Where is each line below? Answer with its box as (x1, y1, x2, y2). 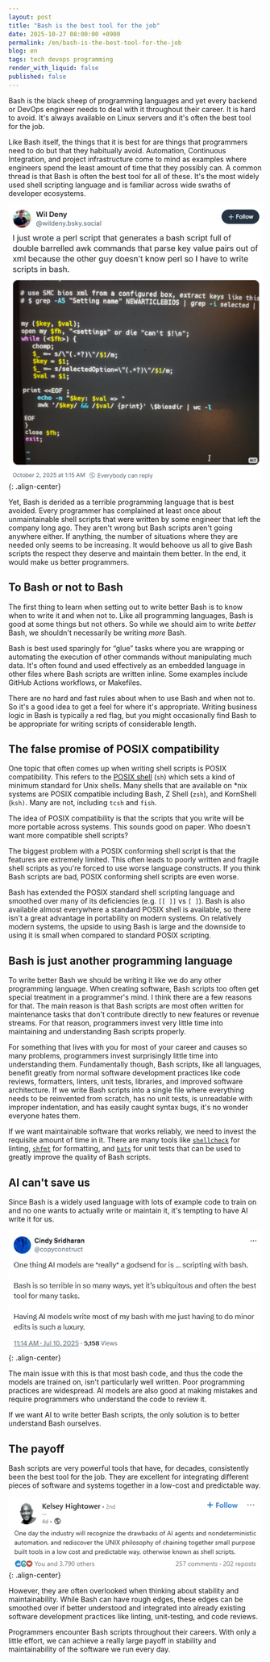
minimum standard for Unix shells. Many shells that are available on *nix (8, 781, 247, 791)
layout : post (8, 13, 52, 21)
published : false (8, 73, 67, 81)
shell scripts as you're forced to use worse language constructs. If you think (8, 863, 260, 873)
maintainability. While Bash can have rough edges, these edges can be (8, 1594, 243, 1605)
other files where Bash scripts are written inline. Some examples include (8, 669, 248, 679)
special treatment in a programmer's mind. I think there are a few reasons (8, 992, 252, 1002)
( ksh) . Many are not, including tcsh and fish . (8, 798, 157, 808)
